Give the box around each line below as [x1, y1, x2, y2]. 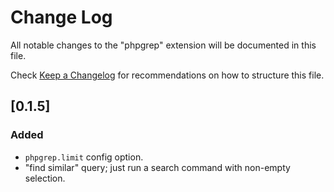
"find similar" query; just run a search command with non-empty [24, 161, 291, 173]
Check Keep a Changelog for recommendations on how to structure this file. [10, 69, 325, 81]
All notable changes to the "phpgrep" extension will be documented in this [10, 39, 317, 51]
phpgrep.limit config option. [24, 151, 144, 163]
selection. [24, 172, 66, 184]
